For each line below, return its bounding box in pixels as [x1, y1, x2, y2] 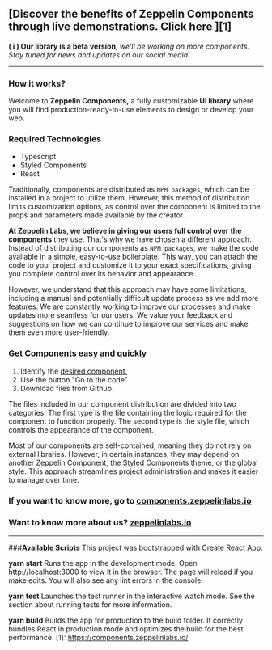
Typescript [19, 152, 57, 162]
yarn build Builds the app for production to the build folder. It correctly [8, 615, 243, 625]
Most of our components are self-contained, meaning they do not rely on [8, 441, 252, 450]
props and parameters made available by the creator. [8, 210, 185, 220]
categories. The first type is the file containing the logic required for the [8, 407, 247, 417]
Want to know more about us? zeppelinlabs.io [8, 517, 192, 528]
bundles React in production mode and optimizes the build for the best [8, 623, 244, 634]
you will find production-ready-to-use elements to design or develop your [8, 105, 254, 115]
